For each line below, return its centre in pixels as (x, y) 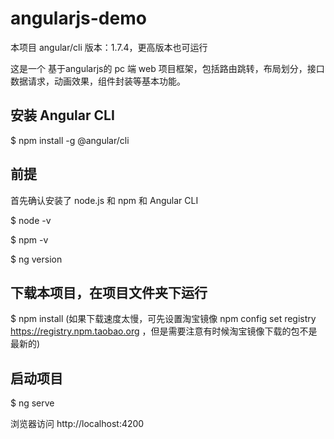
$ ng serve (32, 403)
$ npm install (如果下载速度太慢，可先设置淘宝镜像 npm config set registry (163, 319)
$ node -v (31, 220)
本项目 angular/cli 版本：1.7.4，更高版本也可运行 (109, 47)
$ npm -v (29, 239)
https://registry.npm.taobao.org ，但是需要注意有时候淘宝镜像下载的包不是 (164, 331)
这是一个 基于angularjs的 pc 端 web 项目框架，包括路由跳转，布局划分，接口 (167, 68)
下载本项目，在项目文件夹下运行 (109, 292)
